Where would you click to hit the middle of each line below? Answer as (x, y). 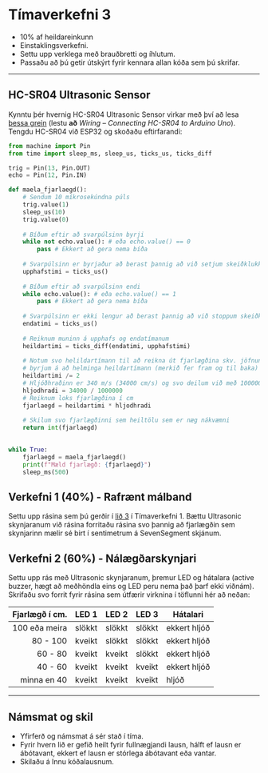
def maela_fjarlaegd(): (48, 190)
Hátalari (188, 615)
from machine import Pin (49, 146)
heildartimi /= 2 (51, 376)
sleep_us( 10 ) (44, 212)
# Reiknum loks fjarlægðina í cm (78, 398)
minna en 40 (43, 680)
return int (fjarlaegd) (60, 428)
